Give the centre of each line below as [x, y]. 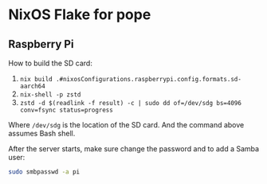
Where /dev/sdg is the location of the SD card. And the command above [126, 125]
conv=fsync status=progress [66, 110]
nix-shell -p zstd [50, 95]
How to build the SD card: [51, 63]
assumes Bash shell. [42, 133]
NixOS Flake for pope [80, 15]
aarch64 [32, 86]
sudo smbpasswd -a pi [44, 172]
